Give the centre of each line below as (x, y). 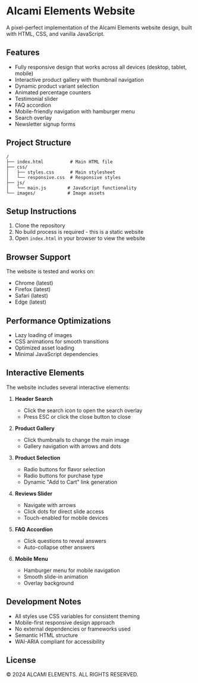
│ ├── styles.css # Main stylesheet (61, 172)
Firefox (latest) (33, 289)
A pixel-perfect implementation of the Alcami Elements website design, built (99, 27)
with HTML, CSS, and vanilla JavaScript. (56, 33)
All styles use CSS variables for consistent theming (77, 616)
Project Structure (39, 143)
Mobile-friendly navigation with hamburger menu (75, 111)
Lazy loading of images (43, 335)
